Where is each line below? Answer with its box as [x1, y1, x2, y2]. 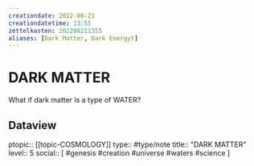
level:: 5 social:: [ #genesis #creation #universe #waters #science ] [8, 148, 231, 157]
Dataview [8, 118, 57, 132]
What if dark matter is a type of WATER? [8, 95, 141, 105]
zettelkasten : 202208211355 [8, 26, 103, 34]
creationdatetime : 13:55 [8, 19, 92, 27]
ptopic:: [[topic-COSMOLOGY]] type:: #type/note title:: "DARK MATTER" [8, 140, 247, 149]
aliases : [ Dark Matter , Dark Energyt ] [8, 34, 138, 43]
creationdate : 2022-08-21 [8, 11, 95, 20]
